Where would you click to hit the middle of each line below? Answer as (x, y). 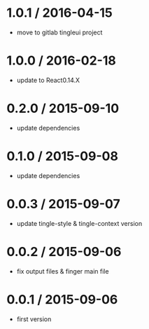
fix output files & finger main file (63, 271)
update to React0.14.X (48, 80)
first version (34, 319)
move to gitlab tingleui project (59, 32)
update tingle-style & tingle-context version (79, 223)
